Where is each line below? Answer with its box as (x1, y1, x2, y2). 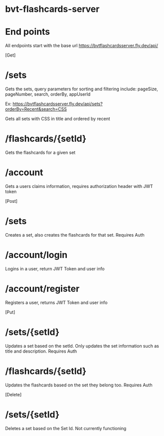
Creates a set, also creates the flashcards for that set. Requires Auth (5, 232, 145, 238)
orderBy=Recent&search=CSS (5, 106, 67, 112)
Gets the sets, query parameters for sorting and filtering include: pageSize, (5, 86, 159, 92)
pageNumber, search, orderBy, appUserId (5, 91, 91, 97)
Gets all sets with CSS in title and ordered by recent (5, 116, 110, 122)
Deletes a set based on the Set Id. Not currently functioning (5, 425, 126, 431)
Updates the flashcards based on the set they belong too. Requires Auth (5, 382, 153, 388)
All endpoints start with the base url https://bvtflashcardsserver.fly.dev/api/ (5, 43, 159, 49)
